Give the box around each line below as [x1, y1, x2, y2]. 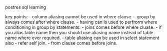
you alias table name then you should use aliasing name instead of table [5, 30, 153, 35]
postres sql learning [5, 4, 46, 10]
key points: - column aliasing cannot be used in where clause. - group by [5, 14, 155, 19]
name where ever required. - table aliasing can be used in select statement [5, 35, 159, 41]
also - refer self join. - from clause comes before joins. [5, 40, 117, 46]
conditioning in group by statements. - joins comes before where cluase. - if [5, 24, 162, 30]
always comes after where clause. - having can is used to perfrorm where [5, 19, 157, 25]
